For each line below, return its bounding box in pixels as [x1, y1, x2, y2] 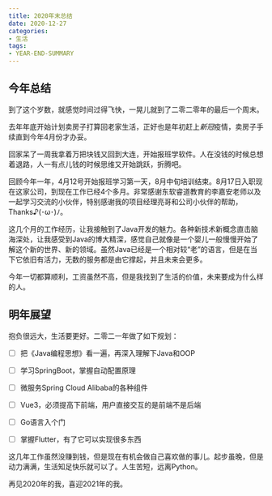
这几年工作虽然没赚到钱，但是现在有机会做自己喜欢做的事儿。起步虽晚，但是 [8, 451, 264, 461]
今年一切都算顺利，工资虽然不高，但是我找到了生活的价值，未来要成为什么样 [8, 272, 264, 281]
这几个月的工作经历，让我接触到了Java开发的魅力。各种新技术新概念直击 [8, 224, 252, 233]
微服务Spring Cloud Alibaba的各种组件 [19, 383, 148, 392]
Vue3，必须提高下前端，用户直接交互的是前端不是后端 [19, 400, 202, 409]
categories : [8, 27, 49, 35]
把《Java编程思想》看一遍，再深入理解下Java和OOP [19, 348, 196, 357]
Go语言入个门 [19, 417, 66, 426]
